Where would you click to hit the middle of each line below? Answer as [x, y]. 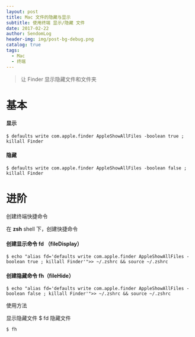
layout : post [22, 12]
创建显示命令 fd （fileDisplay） [44, 244]
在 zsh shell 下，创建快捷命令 [42, 229]
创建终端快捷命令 [27, 216]
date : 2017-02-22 [28, 28]
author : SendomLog [29, 34]
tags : [13, 51]
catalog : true [24, 45]
